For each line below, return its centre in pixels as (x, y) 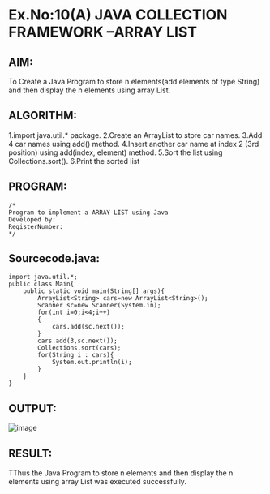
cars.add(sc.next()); (88, 327)
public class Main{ (41, 284)
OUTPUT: (32, 408)
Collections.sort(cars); (79, 348)
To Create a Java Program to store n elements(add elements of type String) (134, 82)
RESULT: (30, 453)
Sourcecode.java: (54, 258)
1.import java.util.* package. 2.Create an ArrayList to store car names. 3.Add (135, 135)
